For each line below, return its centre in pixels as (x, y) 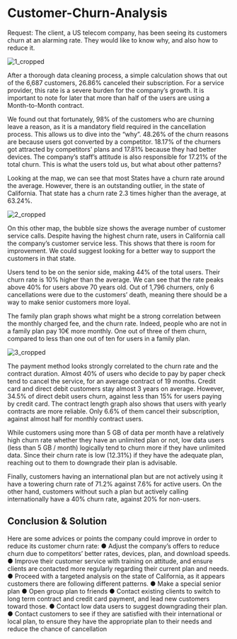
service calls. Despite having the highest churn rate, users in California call (116, 235)
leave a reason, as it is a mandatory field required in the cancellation (107, 126)
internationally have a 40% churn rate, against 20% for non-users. (104, 499)
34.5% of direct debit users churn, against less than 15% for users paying (115, 396)
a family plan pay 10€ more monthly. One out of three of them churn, (107, 330)
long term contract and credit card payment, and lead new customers (109, 599)
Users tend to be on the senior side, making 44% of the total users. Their (114, 272)
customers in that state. (42, 258)
